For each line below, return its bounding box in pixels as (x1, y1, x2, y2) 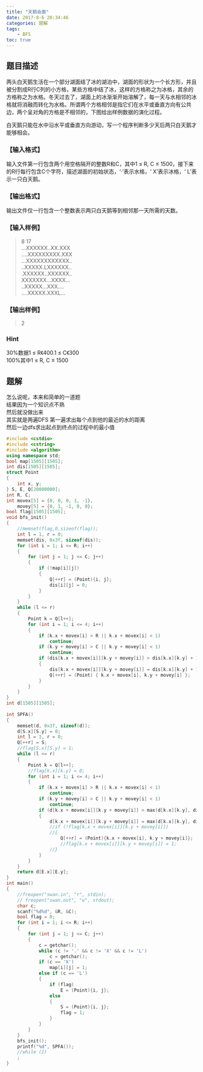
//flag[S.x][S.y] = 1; (17, 745, 74, 751)
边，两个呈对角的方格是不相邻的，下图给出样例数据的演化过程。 (6, 108, 165, 116)
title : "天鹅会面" (6, 8, 50, 15)
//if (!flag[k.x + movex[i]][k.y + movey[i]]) (49, 824, 169, 830)
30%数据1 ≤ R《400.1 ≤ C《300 (6, 349, 80, 357)
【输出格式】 (6, 192, 44, 200)
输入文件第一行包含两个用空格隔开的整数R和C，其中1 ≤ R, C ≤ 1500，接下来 (6, 160, 195, 168)
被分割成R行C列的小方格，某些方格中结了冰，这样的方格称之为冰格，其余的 (6, 85, 194, 93)
